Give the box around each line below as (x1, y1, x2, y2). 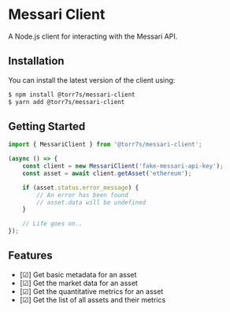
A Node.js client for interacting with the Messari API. (8, 32, 178, 41)
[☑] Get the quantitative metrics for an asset (19, 286, 164, 296)
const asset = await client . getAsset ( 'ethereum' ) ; (22, 169, 192, 177)
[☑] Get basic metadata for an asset (19, 269, 137, 279)
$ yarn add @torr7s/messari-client (8, 98, 125, 106)
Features (8, 249, 53, 262)
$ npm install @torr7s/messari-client (8, 91, 135, 98)
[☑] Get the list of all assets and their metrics (19, 295, 166, 304)
